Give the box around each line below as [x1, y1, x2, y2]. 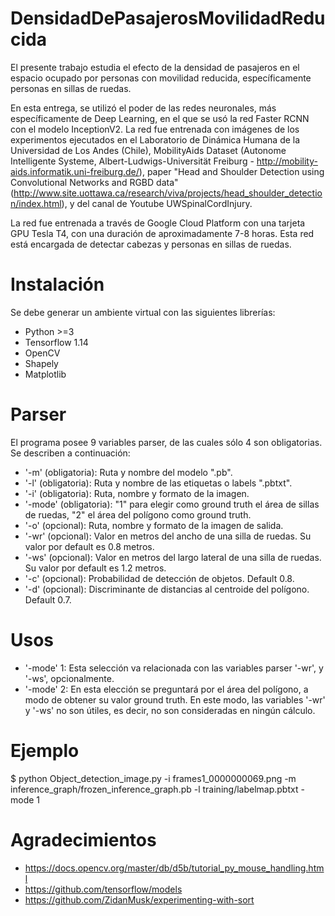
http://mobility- [256, 155, 318, 167]
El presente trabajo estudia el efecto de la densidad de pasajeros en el [10, 61, 300, 73]
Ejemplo [10, 739, 80, 762]
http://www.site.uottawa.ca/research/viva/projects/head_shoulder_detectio [13, 187, 323, 199]
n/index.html [10, 197, 62, 209]
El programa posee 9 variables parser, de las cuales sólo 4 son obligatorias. [10, 436, 323, 448]
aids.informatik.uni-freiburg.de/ [10, 165, 140, 177]
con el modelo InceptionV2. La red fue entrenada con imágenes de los [10, 123, 300, 135]
